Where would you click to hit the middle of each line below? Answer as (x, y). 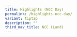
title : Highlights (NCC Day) (34, 9)
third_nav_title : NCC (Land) (34, 27)
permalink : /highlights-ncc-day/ (39, 14)
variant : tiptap (21, 18)
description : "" (21, 23)
